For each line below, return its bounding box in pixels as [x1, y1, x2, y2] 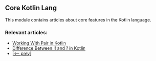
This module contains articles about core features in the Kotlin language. [5, 17, 152, 22]
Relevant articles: [5, 29, 48, 36]
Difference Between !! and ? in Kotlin [12, 45, 86, 51]
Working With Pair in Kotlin [12, 40, 66, 46]
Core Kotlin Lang [5, 4, 57, 12]
